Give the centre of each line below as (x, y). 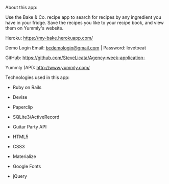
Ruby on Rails (27, 87)
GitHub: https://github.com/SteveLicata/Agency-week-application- (75, 58)
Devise (20, 97)
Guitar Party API (30, 127)
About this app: (21, 7)
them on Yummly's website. (34, 28)
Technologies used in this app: (38, 77)
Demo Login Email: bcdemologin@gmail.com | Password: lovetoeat (76, 48)
